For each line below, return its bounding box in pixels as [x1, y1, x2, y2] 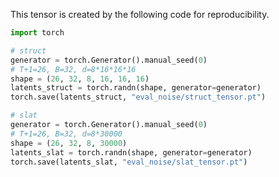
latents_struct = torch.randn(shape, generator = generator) [10, 83, 262, 93]
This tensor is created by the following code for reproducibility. [10, 9, 270, 20]
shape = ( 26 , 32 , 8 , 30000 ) [10, 138, 128, 148]
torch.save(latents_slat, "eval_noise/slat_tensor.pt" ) [10, 157, 248, 167]
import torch [10, 28, 65, 38]
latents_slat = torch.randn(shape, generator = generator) [10, 147, 253, 158]
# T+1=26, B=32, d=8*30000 [10, 129, 123, 139]
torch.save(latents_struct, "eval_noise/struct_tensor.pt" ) [10, 92, 267, 103]
